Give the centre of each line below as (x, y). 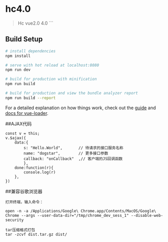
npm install (18, 56)
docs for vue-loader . (27, 113)
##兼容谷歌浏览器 (24, 191)
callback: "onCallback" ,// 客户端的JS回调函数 (73, 159)
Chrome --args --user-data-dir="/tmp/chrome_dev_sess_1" (67, 215)
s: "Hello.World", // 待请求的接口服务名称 (74, 148)
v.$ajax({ (16, 138)
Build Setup (24, 39)
